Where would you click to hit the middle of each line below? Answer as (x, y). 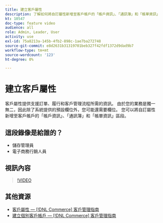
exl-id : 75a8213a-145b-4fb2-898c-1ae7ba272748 (53, 41)
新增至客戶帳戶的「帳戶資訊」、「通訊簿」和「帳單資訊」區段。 (67, 116)
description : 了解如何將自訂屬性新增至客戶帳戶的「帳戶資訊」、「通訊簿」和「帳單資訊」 (83, 14)
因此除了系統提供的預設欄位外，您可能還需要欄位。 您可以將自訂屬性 (87, 110)
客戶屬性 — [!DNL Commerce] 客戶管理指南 (55, 209)
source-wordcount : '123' (30, 55)
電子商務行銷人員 (29, 151)
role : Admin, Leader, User (32, 32)
